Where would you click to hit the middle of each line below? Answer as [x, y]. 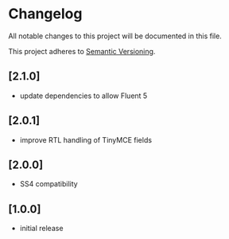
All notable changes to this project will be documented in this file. [115, 36]
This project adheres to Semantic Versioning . [82, 51]
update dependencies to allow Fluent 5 [83, 96]
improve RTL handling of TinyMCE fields [86, 139]
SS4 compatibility [49, 184]
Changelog [45, 14]
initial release [41, 229]
